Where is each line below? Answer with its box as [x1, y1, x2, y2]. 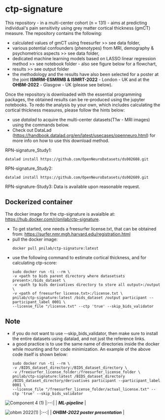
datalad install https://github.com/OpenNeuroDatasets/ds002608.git [5, 156, 149, 161]
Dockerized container [5, 198, 73, 206]
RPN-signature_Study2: [5, 165, 53, 171]
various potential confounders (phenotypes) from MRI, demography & [12, 45, 154, 51]
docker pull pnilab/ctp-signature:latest [12, 246, 99, 251]
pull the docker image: [12, 236, 58, 242]
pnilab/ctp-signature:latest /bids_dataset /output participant [12, 295, 147, 300]
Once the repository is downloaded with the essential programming [5, 91, 142, 97]
